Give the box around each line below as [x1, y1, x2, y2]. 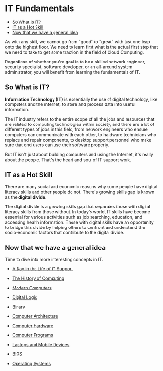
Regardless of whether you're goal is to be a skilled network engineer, [5, 59, 145, 64]
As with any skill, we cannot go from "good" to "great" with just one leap [5, 39, 150, 44]
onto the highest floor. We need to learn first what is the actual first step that [5, 44, 158, 50]
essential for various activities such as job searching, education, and [5, 214, 143, 220]
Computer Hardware [12, 323, 54, 329]
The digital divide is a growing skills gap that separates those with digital [5, 204, 151, 209]
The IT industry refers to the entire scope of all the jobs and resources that [5, 116, 155, 122]
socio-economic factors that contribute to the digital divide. [5, 229, 125, 235]
